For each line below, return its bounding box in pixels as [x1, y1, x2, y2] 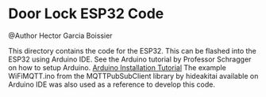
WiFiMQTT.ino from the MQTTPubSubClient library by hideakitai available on [8, 71, 259, 80]
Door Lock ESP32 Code [8, 5, 164, 23]
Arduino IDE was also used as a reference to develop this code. [8, 80, 216, 89]
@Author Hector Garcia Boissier [8, 31, 113, 40]
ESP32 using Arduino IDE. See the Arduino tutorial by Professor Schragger [8, 54, 252, 64]
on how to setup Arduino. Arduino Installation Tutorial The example [8, 62, 226, 72]
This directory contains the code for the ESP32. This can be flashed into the [8, 46, 256, 55]
